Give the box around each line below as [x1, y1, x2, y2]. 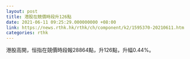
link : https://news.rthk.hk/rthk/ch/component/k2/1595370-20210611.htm [6, 24, 184, 31]
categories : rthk [6, 30, 49, 36]
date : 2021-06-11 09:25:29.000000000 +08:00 [6, 19, 116, 25]
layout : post [6, 8, 38, 14]
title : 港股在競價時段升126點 [6, 14, 72, 20]
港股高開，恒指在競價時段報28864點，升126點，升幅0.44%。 [6, 47, 154, 54]
